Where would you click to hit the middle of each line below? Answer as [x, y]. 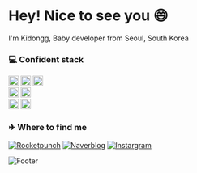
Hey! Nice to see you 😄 [88, 16]
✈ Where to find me [48, 128]
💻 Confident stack [46, 59]
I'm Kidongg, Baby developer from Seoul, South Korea [98, 38]
